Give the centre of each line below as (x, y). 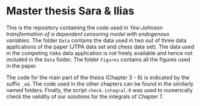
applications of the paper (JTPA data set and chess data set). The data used (100, 47)
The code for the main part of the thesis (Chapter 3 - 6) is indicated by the (98, 77)
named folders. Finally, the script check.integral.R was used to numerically (99, 90)
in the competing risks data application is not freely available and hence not (99, 53)
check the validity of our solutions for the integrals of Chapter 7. (85, 96)
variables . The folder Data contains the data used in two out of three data (96, 40)
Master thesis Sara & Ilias (70, 11)
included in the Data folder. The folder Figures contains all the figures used (98, 59)
